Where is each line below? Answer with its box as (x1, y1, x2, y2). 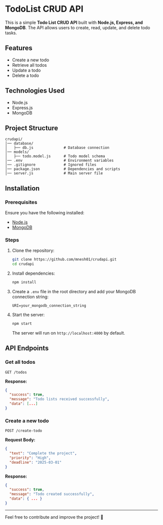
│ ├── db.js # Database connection (5, 145, 110, 150)
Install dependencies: (12, 270, 55, 276)
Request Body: (5, 437, 35, 443)
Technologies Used (5, 87, 65, 95)
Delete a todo (12, 72, 39, 78)
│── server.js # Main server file (5, 171, 103, 176)
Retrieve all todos (12, 62, 47, 68)
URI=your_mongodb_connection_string (12, 303, 86, 308)
